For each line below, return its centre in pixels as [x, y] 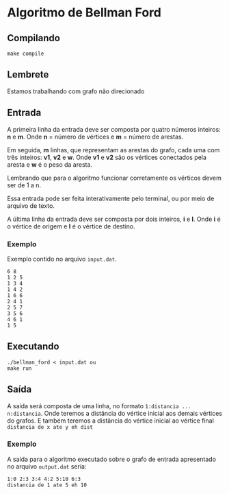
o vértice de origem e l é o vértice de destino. [71, 226]
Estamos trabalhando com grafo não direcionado [76, 91]
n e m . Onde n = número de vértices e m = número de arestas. [95, 137]
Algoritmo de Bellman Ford [84, 13]
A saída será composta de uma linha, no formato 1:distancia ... [99, 405]
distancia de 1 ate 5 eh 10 [47, 485]
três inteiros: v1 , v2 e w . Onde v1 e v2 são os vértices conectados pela [107, 157]
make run [19, 368]
